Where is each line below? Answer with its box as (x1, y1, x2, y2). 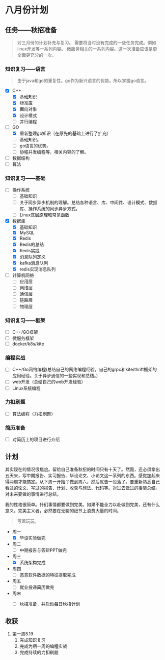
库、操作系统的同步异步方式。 (19, 205, 80, 211)
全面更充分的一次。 (17, 52, 56, 58)
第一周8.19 (12, 631, 33, 637)
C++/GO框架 (12, 329, 38, 335)
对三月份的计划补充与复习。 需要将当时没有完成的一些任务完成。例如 (17, 40, 156, 45)
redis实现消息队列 (19, 266, 56, 272)
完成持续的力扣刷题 (19, 650, 59, 656)
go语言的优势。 (19, 143, 51, 149)
